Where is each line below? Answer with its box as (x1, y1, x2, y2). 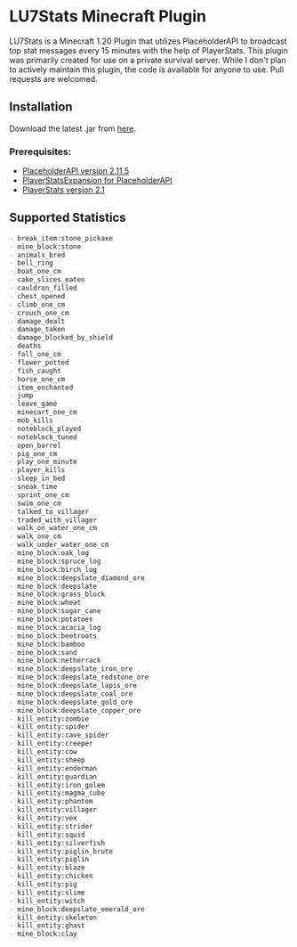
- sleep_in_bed (9, 474, 66, 483)
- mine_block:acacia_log (9, 623, 101, 632)
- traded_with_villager (9, 515, 98, 525)
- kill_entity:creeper (9, 739, 93, 748)
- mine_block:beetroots (9, 631, 98, 641)
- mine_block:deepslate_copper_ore (9, 706, 141, 714)
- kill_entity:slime (9, 888, 86, 897)
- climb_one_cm (9, 300, 66, 309)
